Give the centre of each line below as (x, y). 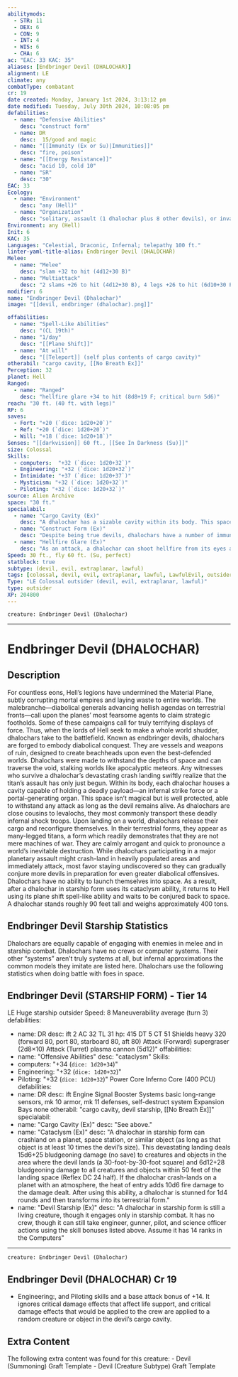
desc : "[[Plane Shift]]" (57, 344)
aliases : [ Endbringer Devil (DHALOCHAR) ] (69, 67)
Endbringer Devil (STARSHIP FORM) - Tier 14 (107, 995)
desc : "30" (36, 179)
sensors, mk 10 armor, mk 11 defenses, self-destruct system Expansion (121, 1102)
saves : (17, 416)
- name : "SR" (33, 172)
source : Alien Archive (41, 496)
